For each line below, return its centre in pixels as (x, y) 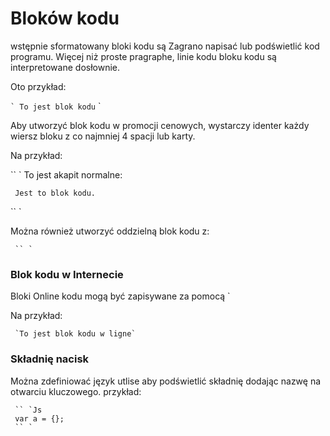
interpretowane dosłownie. (65, 67)
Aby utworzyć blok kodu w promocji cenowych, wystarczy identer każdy (160, 125)
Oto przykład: (38, 86)
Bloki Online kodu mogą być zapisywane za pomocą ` (120, 296)
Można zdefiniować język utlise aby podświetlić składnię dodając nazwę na (166, 381)
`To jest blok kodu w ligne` (75, 334)
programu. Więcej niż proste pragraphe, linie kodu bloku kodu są (143, 56)
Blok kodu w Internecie (67, 274)
